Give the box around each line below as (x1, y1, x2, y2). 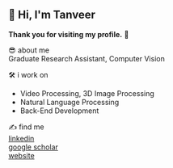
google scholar (8, 142, 59, 152)
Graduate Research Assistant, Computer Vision (8, 53, 166, 63)
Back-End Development (19, 106, 99, 115)
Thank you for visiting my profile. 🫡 (8, 29, 129, 39)
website (8, 150, 35, 160)
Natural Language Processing (19, 97, 120, 107)
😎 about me (8, 45, 50, 55)
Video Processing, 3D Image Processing (19, 88, 155, 98)
